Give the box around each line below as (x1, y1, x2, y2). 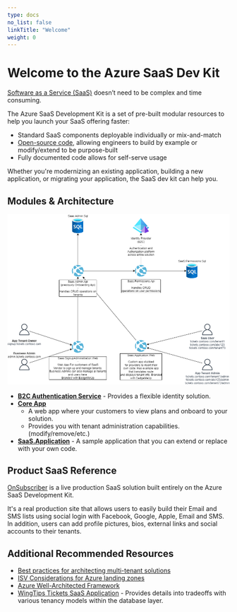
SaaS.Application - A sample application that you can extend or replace (17, 437, 228, 445)
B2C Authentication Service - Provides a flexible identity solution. (17, 392, 212, 400)
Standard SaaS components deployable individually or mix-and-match (17, 131, 222, 139)
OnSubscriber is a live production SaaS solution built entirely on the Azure (7, 483, 222, 492)
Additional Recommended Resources (7, 548, 174, 560)
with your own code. (17, 444, 78, 452)
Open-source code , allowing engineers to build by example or (17, 139, 197, 147)
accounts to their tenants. (7, 527, 82, 536)
